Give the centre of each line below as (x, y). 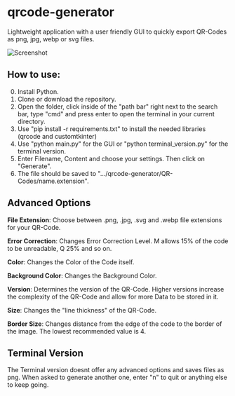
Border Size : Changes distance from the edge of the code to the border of (115, 324)
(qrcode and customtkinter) (57, 136)
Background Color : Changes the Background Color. (82, 275)
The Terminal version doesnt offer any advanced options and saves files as (116, 370)
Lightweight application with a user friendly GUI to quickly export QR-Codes (117, 32)
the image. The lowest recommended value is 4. (76, 331)
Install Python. (38, 91)
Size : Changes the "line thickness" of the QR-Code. (82, 310)
